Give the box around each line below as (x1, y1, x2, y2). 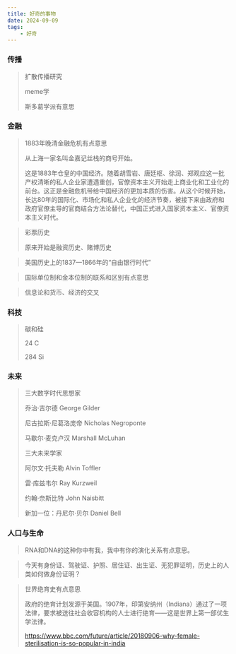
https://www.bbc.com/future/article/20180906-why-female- (24, 631, 200, 640)
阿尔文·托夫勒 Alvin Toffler (24, 464, 101, 472)
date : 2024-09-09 (7, 17, 59, 24)
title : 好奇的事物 (7, 10, 57, 18)
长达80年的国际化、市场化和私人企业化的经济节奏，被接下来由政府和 (24, 195, 225, 203)
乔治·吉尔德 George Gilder (24, 404, 100, 412)
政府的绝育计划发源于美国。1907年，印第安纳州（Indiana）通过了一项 (24, 600, 228, 608)
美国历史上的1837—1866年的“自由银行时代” (24, 258, 151, 266)
